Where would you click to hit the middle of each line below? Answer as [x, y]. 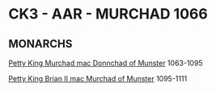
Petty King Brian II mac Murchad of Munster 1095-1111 [98, 79]
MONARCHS [40, 44]
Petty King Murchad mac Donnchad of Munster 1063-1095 [106, 63]
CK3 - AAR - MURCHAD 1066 [108, 14]
